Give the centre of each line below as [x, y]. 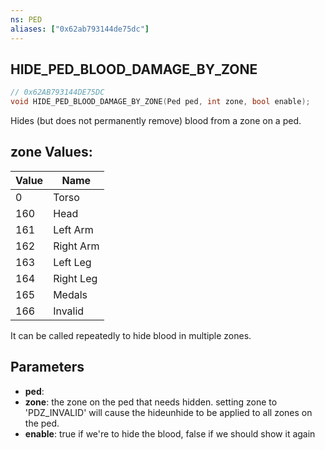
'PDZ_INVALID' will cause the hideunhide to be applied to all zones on [168, 412]
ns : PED [26, 19]
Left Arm [73, 229]
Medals [70, 294]
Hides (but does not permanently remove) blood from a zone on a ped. [156, 121]
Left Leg [72, 262]
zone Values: [51, 152]
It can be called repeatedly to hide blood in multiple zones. [131, 335]
